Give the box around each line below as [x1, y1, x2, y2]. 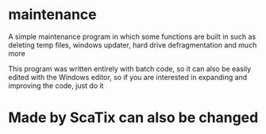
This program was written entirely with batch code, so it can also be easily [8, 63, 252, 73]
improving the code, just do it [8, 81, 104, 90]
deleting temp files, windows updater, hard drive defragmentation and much [8, 40, 257, 49]
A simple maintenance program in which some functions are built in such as [8, 32, 256, 41]
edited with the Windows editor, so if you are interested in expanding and [8, 72, 248, 82]
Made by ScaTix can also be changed [8, 109, 259, 127]
